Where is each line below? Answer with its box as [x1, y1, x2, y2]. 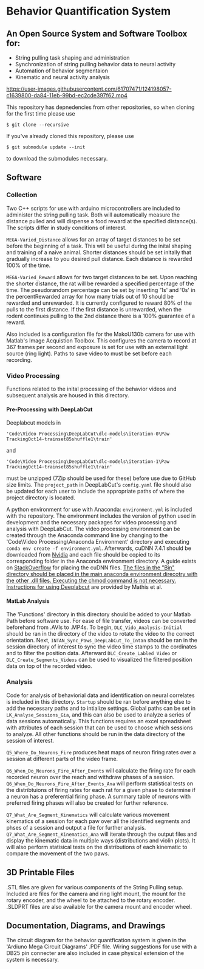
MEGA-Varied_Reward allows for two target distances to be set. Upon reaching [6, 273, 197, 280]
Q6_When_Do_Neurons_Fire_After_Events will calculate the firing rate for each [6, 766, 196, 774]
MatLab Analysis [6, 597, 50, 605]
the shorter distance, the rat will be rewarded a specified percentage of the [6, 280, 194, 287]
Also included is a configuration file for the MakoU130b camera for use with [6, 330, 195, 338]
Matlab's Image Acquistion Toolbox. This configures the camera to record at [6, 336, 197, 344]
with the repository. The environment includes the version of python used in [6, 512, 196, 519]
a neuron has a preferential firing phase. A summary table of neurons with [6, 793, 191, 800]
